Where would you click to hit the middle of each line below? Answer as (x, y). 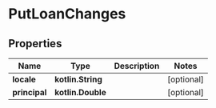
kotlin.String (78, 79)
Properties (35, 44)
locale (24, 79)
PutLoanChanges (67, 14)
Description (137, 66)
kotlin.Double (80, 92)
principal (30, 92)
